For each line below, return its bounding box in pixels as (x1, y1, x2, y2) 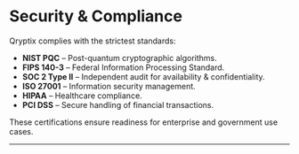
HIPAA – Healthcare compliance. (21, 90, 142, 101)
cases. (9, 126, 34, 136)
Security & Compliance (9, 6, 182, 27)
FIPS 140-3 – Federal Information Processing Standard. (21, 62, 225, 73)
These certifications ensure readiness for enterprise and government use (9, 117, 279, 127)
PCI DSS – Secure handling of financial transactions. (21, 99, 214, 110)
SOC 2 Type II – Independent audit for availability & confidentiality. (21, 71, 265, 81)
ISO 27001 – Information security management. (21, 81, 196, 91)
